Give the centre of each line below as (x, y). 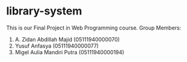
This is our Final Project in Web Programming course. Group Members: (94, 28)
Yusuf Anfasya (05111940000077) (57, 46)
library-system (44, 11)
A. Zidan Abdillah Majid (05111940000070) (67, 39)
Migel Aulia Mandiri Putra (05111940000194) (69, 52)
